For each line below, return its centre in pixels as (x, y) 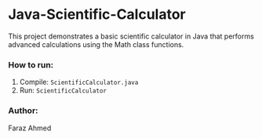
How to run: (31, 64)
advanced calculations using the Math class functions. (96, 44)
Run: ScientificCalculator (63, 90)
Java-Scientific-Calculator (97, 15)
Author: (23, 111)
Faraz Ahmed (30, 128)
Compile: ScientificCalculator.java (79, 82)
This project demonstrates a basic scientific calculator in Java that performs (131, 36)
